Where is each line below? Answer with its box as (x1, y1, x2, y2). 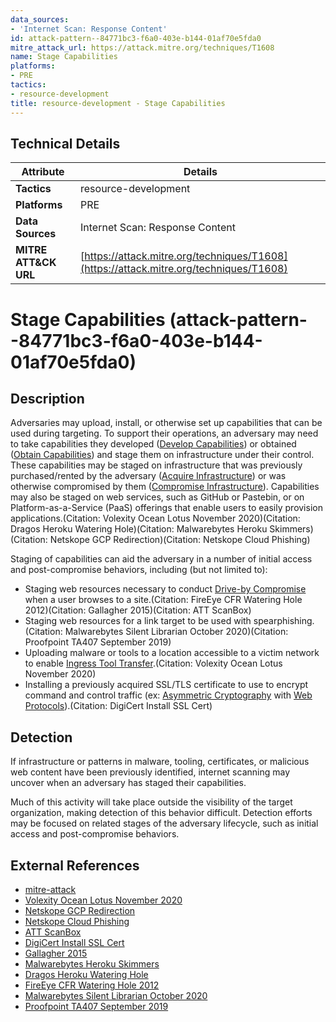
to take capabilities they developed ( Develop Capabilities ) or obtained (10, 438, 297, 450)
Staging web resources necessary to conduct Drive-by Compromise (24, 583, 307, 595)
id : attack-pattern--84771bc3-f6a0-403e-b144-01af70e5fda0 (10, 33, 262, 43)
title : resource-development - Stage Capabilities (10, 98, 226, 108)
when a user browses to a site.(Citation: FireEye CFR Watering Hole (24, 594, 303, 606)
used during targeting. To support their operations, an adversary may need (10, 427, 319, 440)
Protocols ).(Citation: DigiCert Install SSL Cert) (24, 700, 213, 712)
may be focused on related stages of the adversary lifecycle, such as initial (10, 817, 319, 830)
